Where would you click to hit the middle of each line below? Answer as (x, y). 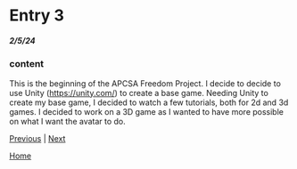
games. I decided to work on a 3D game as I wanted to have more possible (146, 111)
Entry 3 (37, 16)
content (27, 64)
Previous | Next (37, 138)
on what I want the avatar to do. (68, 121)
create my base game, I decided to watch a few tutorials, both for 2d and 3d (149, 102)
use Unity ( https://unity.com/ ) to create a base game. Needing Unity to (139, 93)
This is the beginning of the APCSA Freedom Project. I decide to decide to (145, 83)
